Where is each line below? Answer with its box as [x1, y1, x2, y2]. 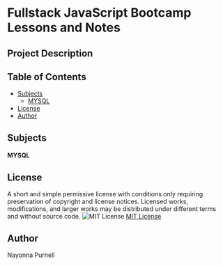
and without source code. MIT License [7, 212, 162, 221]
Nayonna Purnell [7, 251, 55, 259]
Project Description [7, 47, 93, 59]
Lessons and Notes [7, 19, 121, 36]
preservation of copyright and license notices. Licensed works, [7, 197, 188, 206]
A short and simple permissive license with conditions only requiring [7, 190, 203, 198]
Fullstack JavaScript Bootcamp [7, 5, 192, 21]
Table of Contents [7, 71, 87, 83]
